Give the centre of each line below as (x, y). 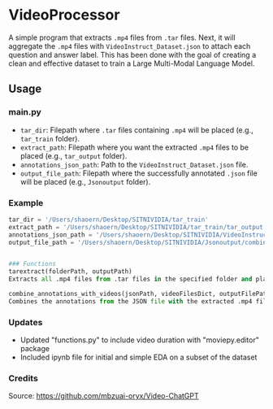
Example (26, 202)
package (35, 349)
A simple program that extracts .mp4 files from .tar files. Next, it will (122, 37)
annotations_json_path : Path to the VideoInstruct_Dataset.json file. (134, 164)
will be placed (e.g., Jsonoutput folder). (85, 181)
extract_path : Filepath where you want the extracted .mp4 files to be (134, 147)
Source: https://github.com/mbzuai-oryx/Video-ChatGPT (104, 396)
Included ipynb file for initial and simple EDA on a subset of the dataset (139, 357)
